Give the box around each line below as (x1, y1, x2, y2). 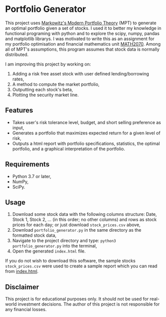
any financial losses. (5, 307, 47, 313)
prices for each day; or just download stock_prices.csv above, (12, 222, 141, 228)
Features (5, 106, 33, 115)
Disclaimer (5, 283, 39, 291)
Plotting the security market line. (12, 92, 79, 98)
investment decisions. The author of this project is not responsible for (17, 301, 160, 307)
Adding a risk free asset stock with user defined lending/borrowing (12, 70, 150, 76)
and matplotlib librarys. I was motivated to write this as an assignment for (5, 36, 155, 42)
